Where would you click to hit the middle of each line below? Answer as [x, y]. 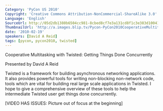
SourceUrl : [16, 23]
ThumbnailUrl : [19, 28]
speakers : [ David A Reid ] [31, 37]
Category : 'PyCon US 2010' [32, 9]
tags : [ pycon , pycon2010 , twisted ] [41, 41]
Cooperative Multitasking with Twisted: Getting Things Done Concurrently [79, 55]
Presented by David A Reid [32, 64]
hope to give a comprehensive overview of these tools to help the [71, 89]
